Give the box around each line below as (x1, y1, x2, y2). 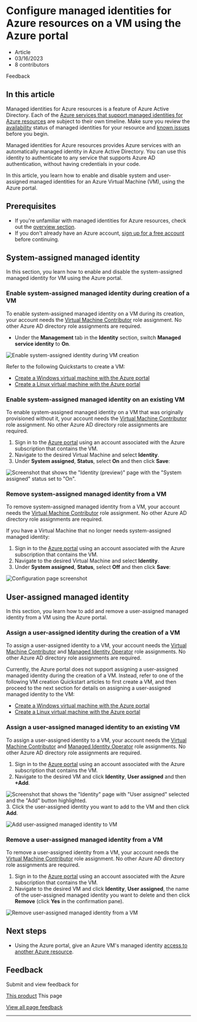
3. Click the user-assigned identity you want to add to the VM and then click (6, 803, 189, 810)
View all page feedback (6, 1003, 63, 1010)
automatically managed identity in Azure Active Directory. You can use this (6, 148, 186, 155)
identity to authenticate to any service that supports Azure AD (6, 154, 155, 161)
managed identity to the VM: (6, 691, 75, 698)
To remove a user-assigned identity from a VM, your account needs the (6, 848, 179, 855)
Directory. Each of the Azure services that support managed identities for (6, 111, 184, 118)
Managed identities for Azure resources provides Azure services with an (6, 141, 181, 148)
